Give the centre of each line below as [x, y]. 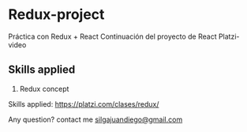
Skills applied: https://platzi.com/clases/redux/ [84, 104]
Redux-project [56, 15]
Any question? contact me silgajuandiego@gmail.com [95, 119]
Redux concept [44, 89]
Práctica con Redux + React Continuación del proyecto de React [112, 36]
